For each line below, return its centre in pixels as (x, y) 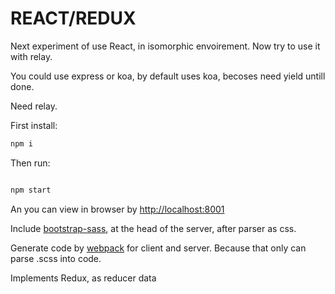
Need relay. (34, 106)
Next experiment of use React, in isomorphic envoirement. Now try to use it (165, 46)
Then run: (30, 163)
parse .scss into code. (56, 258)
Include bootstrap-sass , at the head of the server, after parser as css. (153, 228)
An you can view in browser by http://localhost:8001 (117, 209)
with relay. (31, 56)
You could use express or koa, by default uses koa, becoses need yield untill (168, 76)
